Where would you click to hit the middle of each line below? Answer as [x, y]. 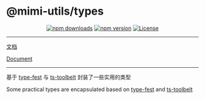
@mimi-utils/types [55, 11]
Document [20, 59]
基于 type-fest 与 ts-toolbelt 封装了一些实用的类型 [69, 77]
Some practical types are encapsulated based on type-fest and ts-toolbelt [100, 89]
